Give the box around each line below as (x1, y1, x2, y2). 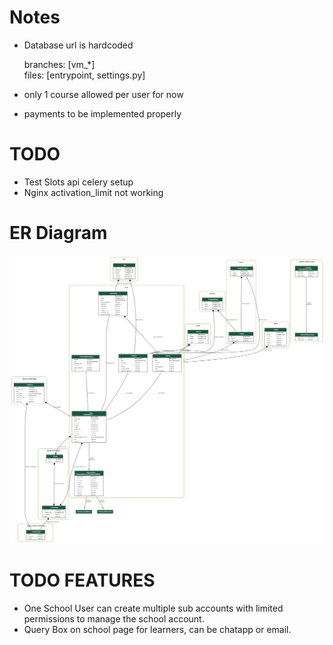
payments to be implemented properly (23, 107, 182, 120)
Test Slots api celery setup (23, 176, 134, 188)
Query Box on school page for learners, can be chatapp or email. (23, 623, 292, 635)
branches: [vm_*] (23, 58, 96, 70)
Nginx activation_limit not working (23, 186, 164, 198)
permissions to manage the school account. (23, 612, 205, 625)
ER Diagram (9, 222, 108, 245)
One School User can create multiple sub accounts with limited (23, 602, 284, 614)
